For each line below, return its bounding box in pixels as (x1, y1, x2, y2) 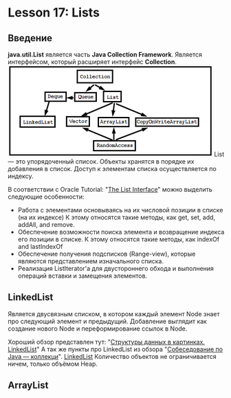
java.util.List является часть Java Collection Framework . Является (8, 50, 202, 58)
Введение (8, 32, 53, 44)
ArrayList (8, 379, 49, 391)
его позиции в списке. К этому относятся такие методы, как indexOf (17, 235, 219, 243)
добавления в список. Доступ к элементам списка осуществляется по (8, 165, 217, 173)
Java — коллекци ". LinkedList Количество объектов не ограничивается (8, 352, 217, 360)
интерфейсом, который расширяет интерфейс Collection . (8, 58, 177, 66)
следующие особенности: (8, 192, 85, 201)
